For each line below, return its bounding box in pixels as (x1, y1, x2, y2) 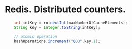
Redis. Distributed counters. (5, 4, 126, 15)
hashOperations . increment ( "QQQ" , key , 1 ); (14, 39, 101, 44)
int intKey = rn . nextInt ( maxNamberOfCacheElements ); (14, 20, 128, 25)
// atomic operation (14, 34, 57, 39)
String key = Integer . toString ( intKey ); (14, 25, 101, 30)
